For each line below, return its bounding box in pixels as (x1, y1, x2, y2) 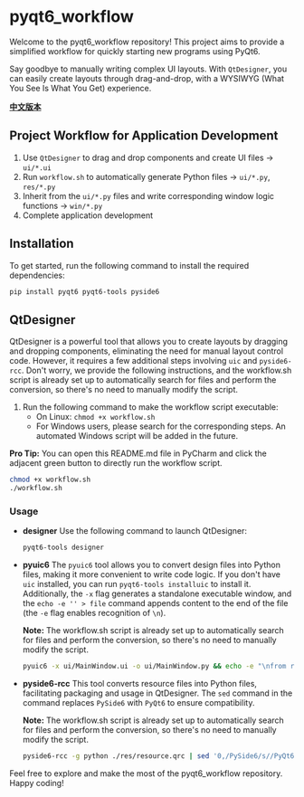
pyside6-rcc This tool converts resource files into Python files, (22, 678, 258, 689)
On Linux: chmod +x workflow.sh (35, 412, 156, 422)
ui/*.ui (22, 163, 52, 173)
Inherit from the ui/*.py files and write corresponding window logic (22, 190, 274, 201)
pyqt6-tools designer (22, 543, 104, 553)
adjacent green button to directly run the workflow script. (9, 458, 223, 469)
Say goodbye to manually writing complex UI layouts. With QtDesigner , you (9, 63, 288, 74)
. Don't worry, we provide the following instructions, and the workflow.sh (21, 365, 292, 376)
